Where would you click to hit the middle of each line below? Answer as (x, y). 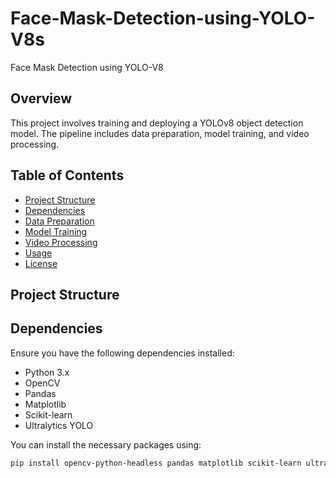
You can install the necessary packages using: (106, 444)
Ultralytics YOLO (59, 425)
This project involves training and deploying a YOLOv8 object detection (157, 123)
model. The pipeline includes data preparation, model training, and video (160, 133)
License (41, 263)
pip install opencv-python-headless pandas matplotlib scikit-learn (156, 463)
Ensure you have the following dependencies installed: (122, 353)
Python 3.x (47, 372)
